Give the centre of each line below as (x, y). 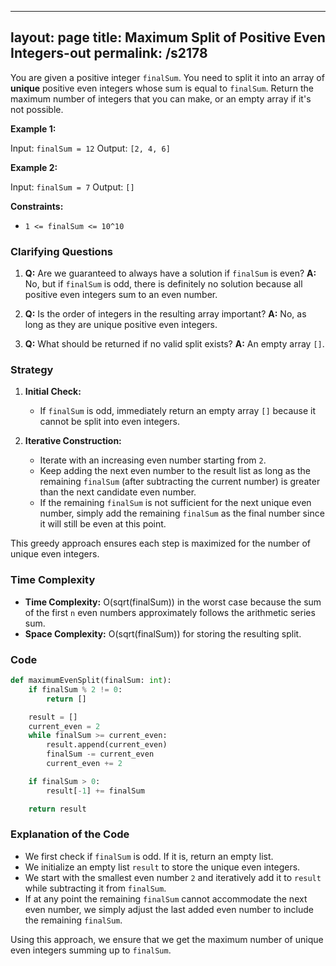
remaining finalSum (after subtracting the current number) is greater (180, 482)
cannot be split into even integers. (109, 422)
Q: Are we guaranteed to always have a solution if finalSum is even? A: (170, 273)
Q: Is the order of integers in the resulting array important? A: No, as (165, 314)
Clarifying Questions (61, 251)
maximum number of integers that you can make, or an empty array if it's (161, 98)
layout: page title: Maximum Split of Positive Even (168, 37)
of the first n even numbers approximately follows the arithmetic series (170, 612)
